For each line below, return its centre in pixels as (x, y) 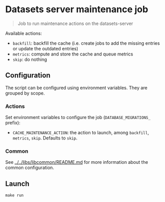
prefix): (13, 123)
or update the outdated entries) (45, 48)
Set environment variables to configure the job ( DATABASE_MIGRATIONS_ (78, 118)
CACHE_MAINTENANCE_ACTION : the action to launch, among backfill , (81, 133)
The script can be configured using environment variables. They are (76, 88)
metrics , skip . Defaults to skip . (45, 138)
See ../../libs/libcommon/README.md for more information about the (77, 162)
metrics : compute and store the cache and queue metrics (73, 54)
